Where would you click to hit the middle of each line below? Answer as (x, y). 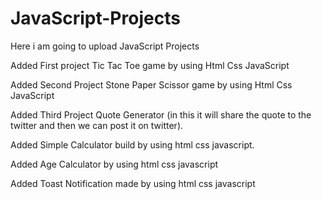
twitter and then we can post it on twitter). (97, 125)
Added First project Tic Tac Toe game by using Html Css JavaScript (150, 65)
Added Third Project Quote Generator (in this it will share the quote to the (161, 114)
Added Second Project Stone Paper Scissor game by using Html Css (151, 84)
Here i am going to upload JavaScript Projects (105, 46)
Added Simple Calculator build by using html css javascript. (132, 144)
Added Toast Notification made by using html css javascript (133, 183)
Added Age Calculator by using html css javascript (114, 164)
